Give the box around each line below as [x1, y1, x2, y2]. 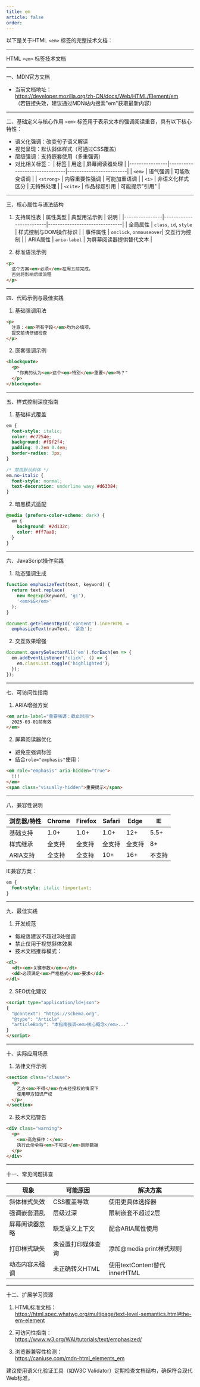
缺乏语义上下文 [52, 1224, 95, 1233]
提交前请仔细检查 [11, 330, 48, 336]
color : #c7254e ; [11, 434, 52, 440]
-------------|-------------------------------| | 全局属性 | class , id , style [14, 221, 192, 228]
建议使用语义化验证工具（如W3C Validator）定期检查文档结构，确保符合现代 [6, 1367, 193, 1374]
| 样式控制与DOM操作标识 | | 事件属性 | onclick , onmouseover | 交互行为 [14, 229, 186, 236]
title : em [6, 8, 31, 15]
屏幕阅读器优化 [14, 736, 52, 743]
